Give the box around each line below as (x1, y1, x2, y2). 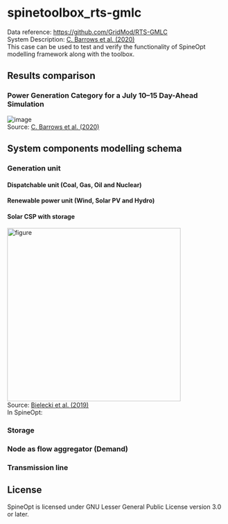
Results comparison (7, 70, 96, 82)
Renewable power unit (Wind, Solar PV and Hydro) (7, 196, 155, 205)
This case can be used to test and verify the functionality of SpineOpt (7, 42, 206, 51)
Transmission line (7, 463, 69, 473)
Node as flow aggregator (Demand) (7, 444, 128, 454)
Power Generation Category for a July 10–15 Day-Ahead (7, 91, 198, 101)
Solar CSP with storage (7, 212, 75, 220)
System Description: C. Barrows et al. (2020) (7, 35, 135, 43)
